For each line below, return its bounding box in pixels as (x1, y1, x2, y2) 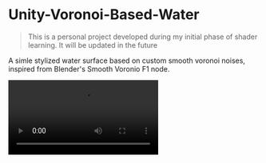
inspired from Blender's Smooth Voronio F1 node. (8, 64, 170, 73)
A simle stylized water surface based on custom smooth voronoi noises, (8, 56, 246, 65)
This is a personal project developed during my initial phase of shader (27, 32, 258, 41)
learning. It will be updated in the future (27, 40, 158, 49)
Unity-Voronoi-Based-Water (8, 6, 200, 24)
